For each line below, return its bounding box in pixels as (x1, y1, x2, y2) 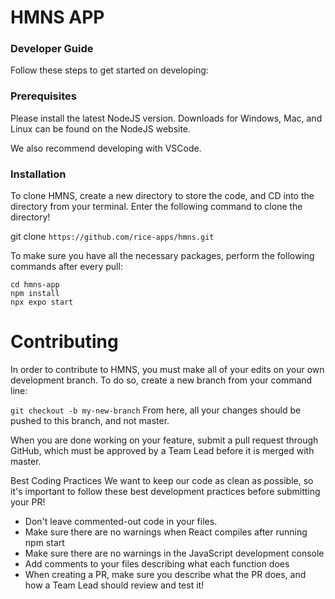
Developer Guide (10, 42, 94, 56)
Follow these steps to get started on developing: (10, 64, 209, 76)
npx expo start (10, 297, 74, 308)
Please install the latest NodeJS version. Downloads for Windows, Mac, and (10, 112, 323, 124)
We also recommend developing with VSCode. (10, 142, 202, 154)
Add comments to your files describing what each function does (24, 558, 290, 570)
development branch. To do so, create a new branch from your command (10, 374, 313, 386)
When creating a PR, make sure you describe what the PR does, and (24, 569, 307, 581)
